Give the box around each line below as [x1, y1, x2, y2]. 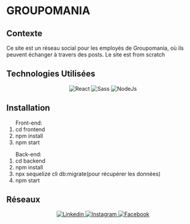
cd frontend [15, 125, 45, 133]
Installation [6, 102, 50, 114]
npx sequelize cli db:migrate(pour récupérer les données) [15, 170, 161, 177]
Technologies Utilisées [6, 69, 96, 79]
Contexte [6, 28, 43, 39]
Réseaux [6, 195, 40, 205]
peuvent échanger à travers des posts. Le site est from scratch [6, 51, 165, 58]
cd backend [15, 157, 46, 164]
